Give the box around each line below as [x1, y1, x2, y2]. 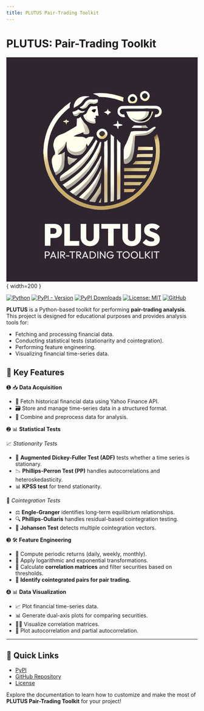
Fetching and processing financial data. [15, 330, 114, 338]
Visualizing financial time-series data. [15, 350, 109, 357]
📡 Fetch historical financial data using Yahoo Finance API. [15, 398, 159, 405]
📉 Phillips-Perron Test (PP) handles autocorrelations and [15, 468, 160, 475]
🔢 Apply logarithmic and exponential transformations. [15, 557, 149, 564]
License [15, 679, 35, 687]
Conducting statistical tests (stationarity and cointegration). [15, 337, 164, 344]
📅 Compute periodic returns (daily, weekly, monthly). [15, 550, 147, 558]
